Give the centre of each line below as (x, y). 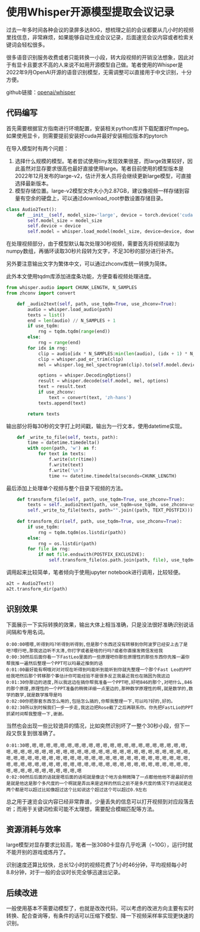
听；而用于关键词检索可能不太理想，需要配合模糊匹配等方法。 (82, 809)
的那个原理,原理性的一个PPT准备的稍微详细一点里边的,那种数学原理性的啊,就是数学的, (98, 688)
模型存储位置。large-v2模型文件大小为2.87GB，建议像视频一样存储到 (99, 190)
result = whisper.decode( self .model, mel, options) (103, 381)
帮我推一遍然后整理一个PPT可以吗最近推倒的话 (54, 663)
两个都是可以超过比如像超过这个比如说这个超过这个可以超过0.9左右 (77, 790)
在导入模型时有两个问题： (37, 148)
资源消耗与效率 (34, 829)
